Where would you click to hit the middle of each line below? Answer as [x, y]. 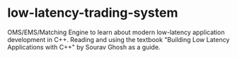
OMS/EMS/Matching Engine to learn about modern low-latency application [116, 32]
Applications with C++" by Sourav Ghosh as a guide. [84, 47]
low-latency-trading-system [93, 13]
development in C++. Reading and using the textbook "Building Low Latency [118, 39]
